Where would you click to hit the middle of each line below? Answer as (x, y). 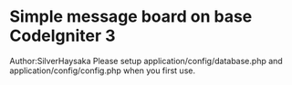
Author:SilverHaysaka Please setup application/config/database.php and (146, 61)
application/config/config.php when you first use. (103, 71)
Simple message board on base (131, 17)
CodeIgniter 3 (63, 36)
